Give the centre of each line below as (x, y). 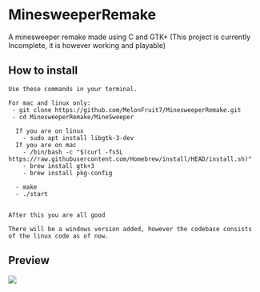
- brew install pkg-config (68, 173)
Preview (29, 260)
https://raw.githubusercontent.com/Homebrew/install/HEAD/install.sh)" (130, 159)
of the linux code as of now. (59, 236)
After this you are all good (57, 215)
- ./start (32, 194)
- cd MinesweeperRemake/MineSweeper (73, 117)
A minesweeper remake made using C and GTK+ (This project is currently (130, 37)
